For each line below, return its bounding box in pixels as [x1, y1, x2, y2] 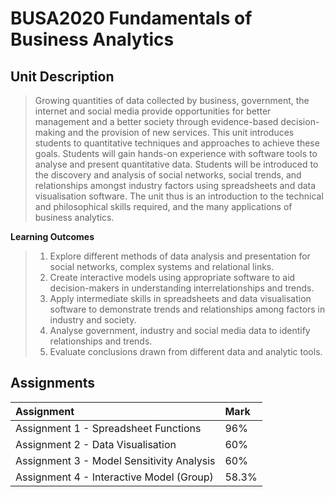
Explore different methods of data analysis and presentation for [49, 250, 311, 262]
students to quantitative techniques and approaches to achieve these [34, 137, 320, 149]
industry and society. [49, 314, 137, 326]
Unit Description [10, 68, 115, 85]
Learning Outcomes [10, 231, 95, 242]
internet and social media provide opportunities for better [34, 105, 272, 117]
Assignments [10, 375, 96, 392]
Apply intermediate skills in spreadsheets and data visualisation [49, 293, 312, 304]
